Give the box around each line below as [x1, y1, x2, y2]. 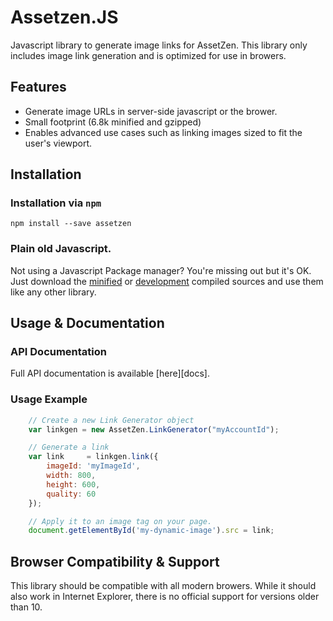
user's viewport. [24, 137, 93, 149]
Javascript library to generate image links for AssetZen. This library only [10, 39, 308, 51]
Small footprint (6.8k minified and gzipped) [24, 116, 202, 128]
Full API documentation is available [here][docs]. [10, 367, 210, 380]
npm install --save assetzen [10, 219, 132, 229]
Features [10, 79, 67, 96]
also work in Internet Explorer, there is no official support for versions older [10, 591, 320, 603]
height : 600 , [46, 479, 101, 490]
